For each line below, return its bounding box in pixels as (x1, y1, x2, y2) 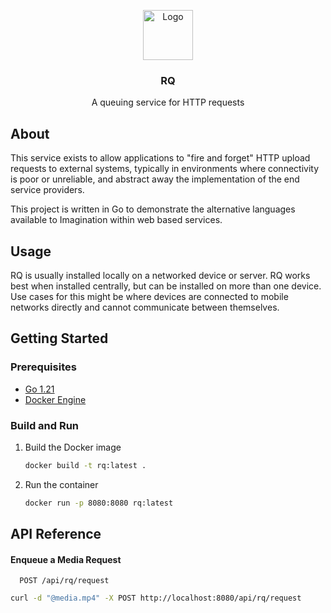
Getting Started (10, 330, 109, 347)
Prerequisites (10, 360, 77, 374)
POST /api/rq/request (19, 576, 110, 586)
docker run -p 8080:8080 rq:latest (24, 498, 174, 508)
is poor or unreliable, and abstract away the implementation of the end (10, 173, 300, 185)
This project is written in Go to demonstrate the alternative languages (10, 203, 296, 215)
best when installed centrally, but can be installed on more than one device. (10, 280, 322, 292)
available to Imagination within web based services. (10, 214, 223, 226)
